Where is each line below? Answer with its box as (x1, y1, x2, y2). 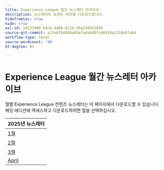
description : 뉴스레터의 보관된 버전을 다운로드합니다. (5, 12, 104, 17)
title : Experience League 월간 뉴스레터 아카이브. (5, 7, 102, 12)
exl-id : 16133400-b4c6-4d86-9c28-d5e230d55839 (5, 26, 103, 31)
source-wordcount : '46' (5, 40, 55, 45)
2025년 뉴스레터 (7, 120, 45, 127)
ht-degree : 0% (5, 44, 35, 49)
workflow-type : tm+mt (5, 35, 50, 40)
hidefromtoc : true (5, 16, 43, 21)
